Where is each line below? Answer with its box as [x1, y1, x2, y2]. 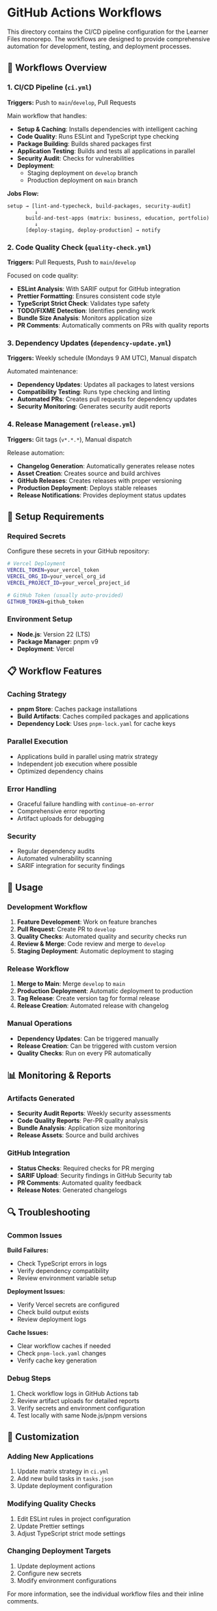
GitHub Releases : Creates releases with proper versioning [16, 476, 182, 485]
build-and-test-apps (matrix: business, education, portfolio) [25, 214, 210, 221]
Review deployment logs [16, 1315, 87, 1323]
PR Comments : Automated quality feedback [16, 1178, 142, 1187]
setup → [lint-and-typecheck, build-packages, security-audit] [7, 203, 192, 209]
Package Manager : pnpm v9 [16, 637, 99, 645]
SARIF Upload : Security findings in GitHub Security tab [16, 1171, 173, 1179]
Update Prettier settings [16, 1522, 85, 1530]
